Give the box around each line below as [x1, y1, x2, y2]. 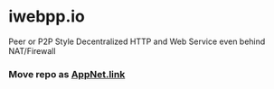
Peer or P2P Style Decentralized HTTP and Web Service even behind [8, 36, 266, 47]
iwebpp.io [8, 6, 85, 27]
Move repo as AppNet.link [8, 67, 126, 80]
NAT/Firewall [8, 45, 56, 56]
